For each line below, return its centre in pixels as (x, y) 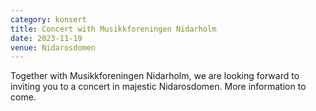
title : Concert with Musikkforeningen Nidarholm (113, 29)
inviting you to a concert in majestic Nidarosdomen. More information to (158, 87)
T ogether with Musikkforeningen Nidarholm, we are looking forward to (155, 76)
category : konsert (48, 19)
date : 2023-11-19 (46, 38)
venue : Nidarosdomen (53, 47)
